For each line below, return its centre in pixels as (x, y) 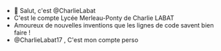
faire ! (22, 32)
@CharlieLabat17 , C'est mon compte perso (76, 40)
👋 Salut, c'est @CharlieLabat (55, 11)
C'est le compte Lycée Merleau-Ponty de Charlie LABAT (94, 18)
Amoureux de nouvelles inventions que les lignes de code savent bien (114, 25)
